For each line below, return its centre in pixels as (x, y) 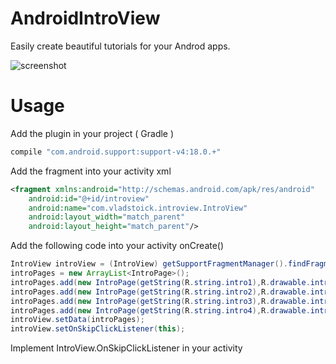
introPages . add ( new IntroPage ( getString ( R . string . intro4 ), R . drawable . (160, 310)
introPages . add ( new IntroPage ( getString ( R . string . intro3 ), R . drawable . (160, 301)
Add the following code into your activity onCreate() (117, 246)
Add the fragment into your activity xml (91, 171)
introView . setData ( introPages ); (77, 320)
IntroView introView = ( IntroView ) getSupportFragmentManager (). (149, 264)
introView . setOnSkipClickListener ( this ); (98, 329)
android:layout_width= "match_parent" (107, 217)
